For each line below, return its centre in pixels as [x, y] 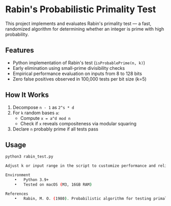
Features [20, 50]
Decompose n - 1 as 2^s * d [44, 107]
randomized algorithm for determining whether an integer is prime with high [85, 29]
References [17, 194]
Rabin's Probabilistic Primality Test [81, 9]
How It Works [27, 95]
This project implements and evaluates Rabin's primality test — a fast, [78, 23]
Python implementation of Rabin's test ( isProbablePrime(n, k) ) [79, 63]
